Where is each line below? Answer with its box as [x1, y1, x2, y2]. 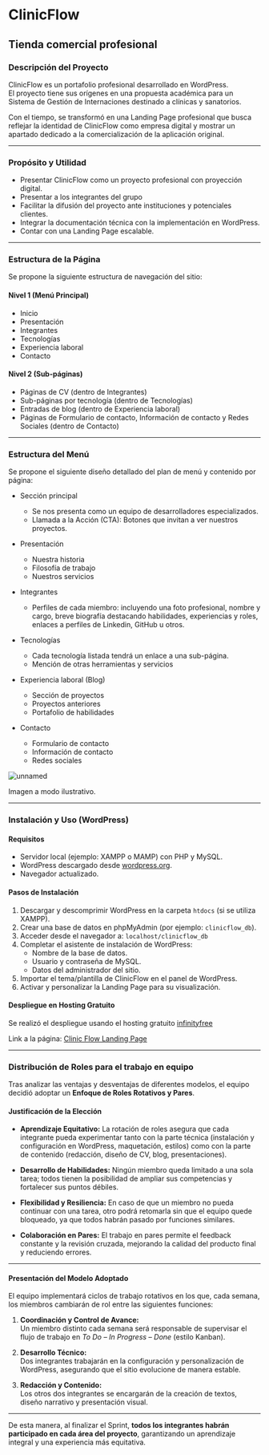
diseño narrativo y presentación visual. [19, 1397, 148, 1407]
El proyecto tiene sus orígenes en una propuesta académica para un [8, 88, 234, 98]
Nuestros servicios [31, 572, 94, 582]
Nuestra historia [31, 555, 86, 565]
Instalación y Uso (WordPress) [8, 814, 130, 825]
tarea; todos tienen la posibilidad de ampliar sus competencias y [19, 1173, 233, 1184]
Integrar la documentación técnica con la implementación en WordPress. [19, 218, 260, 228]
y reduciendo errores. [19, 1247, 92, 1257]
